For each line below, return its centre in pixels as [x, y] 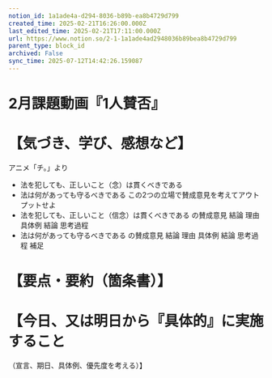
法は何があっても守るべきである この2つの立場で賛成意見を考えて [129, 195]
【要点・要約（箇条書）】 [90, 281]
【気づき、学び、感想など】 [100, 144]
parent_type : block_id [47, 46]
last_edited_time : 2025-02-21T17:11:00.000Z [85, 31]
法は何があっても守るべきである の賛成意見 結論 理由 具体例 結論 [127, 235]
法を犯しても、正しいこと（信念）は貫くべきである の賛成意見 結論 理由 [140, 215]
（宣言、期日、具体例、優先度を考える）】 [78, 366]
